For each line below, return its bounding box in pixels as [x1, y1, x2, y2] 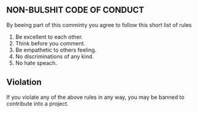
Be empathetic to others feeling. [15, 46, 97, 53]
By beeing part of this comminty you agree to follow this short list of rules [6, 21, 192, 28]
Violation [6, 77, 42, 88]
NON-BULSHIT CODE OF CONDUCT [6, 5, 145, 15]
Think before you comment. [15, 39, 86, 47]
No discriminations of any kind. [15, 52, 94, 60]
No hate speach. [15, 59, 57, 66]
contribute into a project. [6, 99, 69, 107]
